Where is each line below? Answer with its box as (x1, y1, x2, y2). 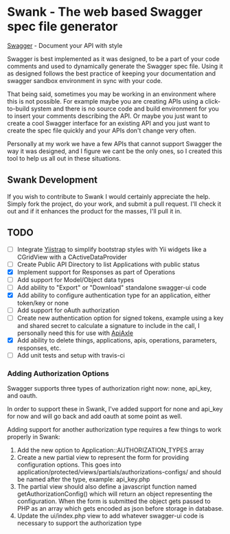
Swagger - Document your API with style (7, 41, 123, 49)
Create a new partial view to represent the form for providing (16, 454, 189, 462)
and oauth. (7, 392, 38, 400)
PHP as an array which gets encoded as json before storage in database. (16, 504, 224, 513)
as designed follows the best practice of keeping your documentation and (7, 69, 216, 78)
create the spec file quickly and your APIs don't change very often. (7, 126, 196, 135)
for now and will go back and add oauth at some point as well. (7, 413, 183, 421)
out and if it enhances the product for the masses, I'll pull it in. (7, 207, 182, 215)
